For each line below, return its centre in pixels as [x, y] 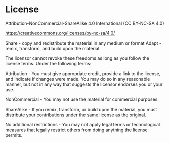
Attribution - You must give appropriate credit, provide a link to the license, [83, 73]
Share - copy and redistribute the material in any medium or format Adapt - [83, 43]
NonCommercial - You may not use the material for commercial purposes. [82, 99]
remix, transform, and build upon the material [52, 48]
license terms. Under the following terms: [48, 63]
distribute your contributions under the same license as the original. [76, 115]
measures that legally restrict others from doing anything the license [76, 130]
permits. [14, 135]
